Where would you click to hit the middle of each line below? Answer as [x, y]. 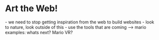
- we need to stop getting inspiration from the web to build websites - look [80, 22]
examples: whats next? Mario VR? [39, 32]
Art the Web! [31, 9]
